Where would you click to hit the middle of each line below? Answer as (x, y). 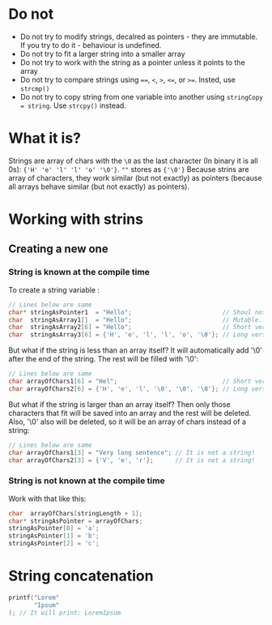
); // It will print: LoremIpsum (65, 613)
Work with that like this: (47, 499)
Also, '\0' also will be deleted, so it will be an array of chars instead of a (127, 422)
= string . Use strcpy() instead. (73, 105)
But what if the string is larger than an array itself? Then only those (119, 404)
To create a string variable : (54, 289)
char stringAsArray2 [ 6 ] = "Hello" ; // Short (130, 327)
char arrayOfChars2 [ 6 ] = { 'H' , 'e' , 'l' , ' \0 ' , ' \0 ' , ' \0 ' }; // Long (128, 389)
